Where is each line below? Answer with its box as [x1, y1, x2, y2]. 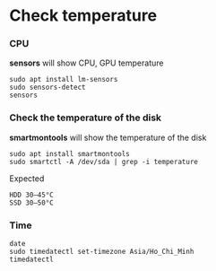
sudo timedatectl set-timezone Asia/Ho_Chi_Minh [9, 248, 194, 257]
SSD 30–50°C [9, 198, 54, 207]
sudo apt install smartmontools [9, 149, 130, 158]
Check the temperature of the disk [9, 111, 162, 124]
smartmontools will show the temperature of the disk [9, 132, 207, 143]
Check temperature [9, 5, 158, 26]
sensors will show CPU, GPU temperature [9, 57, 164, 68]
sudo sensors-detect [9, 83, 87, 92]
